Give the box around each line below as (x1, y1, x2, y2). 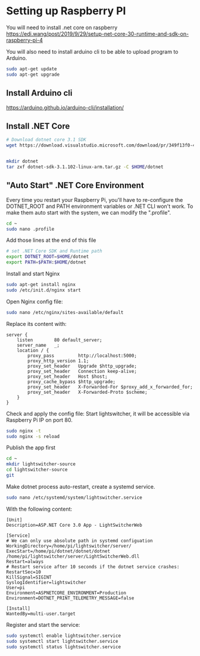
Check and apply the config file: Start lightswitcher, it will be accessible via (6, 410, 190, 417)
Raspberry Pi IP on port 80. (6, 416, 73, 424)
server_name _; (17, 342, 60, 348)
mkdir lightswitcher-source (6, 461, 76, 467)
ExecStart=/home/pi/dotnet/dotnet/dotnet (6, 548, 111, 554)
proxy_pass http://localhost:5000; (27, 353, 137, 359)
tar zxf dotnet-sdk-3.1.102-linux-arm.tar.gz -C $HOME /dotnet (6, 164, 164, 170)
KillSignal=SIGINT (6, 574, 52, 580)
